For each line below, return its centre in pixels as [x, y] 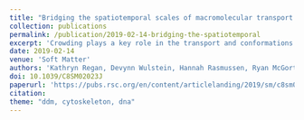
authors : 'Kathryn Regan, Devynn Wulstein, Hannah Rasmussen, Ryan [139, 69]
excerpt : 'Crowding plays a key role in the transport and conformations [152, 43]
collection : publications [58, 26]
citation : [28, 93]
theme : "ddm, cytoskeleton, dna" [72, 102]
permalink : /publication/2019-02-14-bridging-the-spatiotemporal [135, 34]
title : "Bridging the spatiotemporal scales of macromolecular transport [152, 18]
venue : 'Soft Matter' [50, 60]
